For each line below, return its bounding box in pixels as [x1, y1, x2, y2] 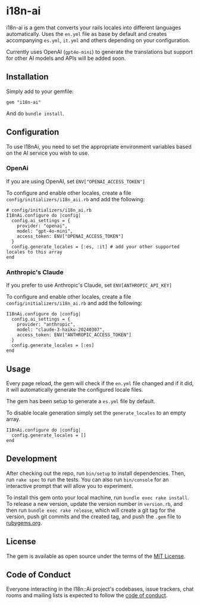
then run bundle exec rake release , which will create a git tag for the [6, 506, 176, 514]
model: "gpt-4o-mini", [17, 228, 73, 234]
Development [6, 454, 58, 464]
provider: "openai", [17, 223, 68, 229]
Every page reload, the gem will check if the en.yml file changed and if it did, [6, 379, 194, 386]
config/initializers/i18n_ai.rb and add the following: [6, 300, 143, 307]
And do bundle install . [6, 109, 64, 117]
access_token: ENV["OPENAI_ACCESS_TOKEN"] [17, 233, 124, 239]
